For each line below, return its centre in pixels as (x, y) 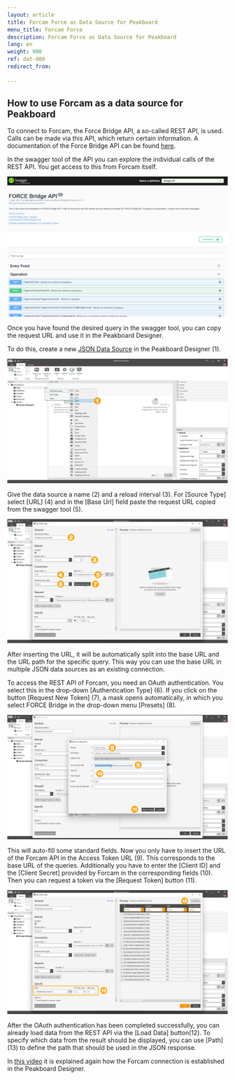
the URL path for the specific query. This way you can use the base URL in (114, 662)
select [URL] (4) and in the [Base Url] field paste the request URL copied (112, 502)
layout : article (31, 15)
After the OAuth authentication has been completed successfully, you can (114, 1025)
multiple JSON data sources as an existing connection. (86, 669)
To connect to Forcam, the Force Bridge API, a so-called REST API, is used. (115, 131)
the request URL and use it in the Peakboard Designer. (85, 336)
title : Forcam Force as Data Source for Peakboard (83, 22)
